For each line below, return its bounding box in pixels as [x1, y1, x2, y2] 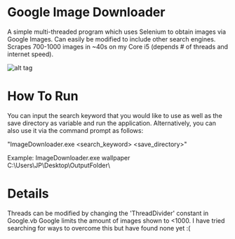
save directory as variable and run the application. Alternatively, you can [7, 119, 216, 127]
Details [7, 186, 49, 202]
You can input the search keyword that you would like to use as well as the [7, 111, 222, 119]
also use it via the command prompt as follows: [7, 126, 144, 134]
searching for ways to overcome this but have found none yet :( [7, 224, 191, 232]
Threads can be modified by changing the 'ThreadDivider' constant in [7, 209, 209, 217]
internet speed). [7, 50, 54, 58]
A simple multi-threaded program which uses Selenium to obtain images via [7, 27, 227, 36]
